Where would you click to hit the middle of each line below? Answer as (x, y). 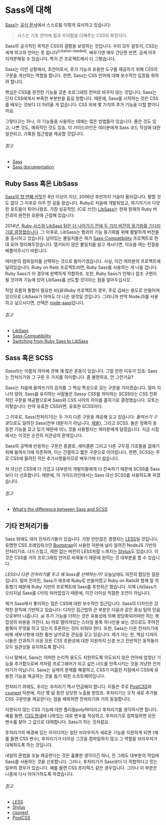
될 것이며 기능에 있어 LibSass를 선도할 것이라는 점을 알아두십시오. (68, 280)
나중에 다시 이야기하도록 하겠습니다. (40, 774)
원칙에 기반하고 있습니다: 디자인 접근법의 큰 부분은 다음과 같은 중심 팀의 (83, 609)
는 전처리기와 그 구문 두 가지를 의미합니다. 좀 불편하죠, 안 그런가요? (69, 377)
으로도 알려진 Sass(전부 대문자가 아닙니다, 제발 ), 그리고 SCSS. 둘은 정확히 (81, 423)
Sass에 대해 (28, 10)
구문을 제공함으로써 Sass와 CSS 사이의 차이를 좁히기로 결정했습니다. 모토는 (87, 400)
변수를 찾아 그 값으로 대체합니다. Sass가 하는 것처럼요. (57, 722)
